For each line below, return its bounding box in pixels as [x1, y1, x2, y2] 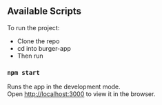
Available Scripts [7, 5, 81, 17]
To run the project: [7, 23, 60, 32]
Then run [17, 51, 43, 60]
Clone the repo [17, 37, 60, 45]
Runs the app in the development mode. [7, 82, 121, 91]
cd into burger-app [17, 44, 71, 52]
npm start [7, 69, 40, 76]
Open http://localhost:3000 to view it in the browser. [7, 90, 156, 98]
